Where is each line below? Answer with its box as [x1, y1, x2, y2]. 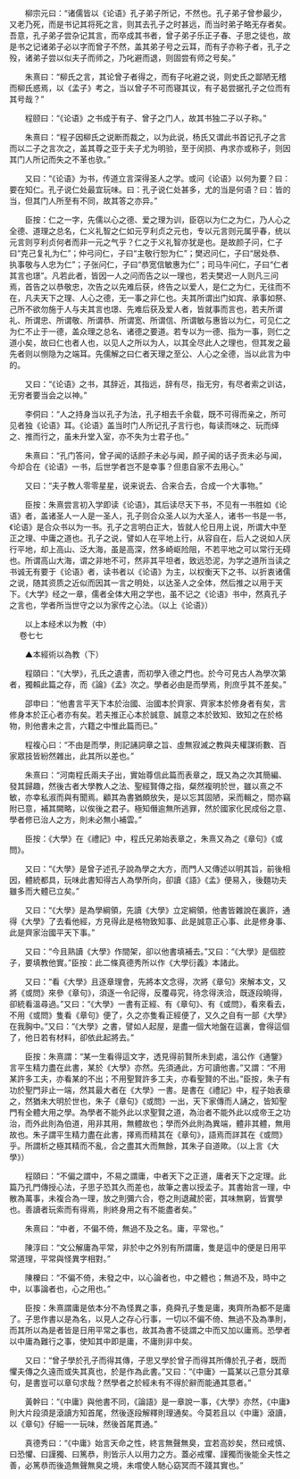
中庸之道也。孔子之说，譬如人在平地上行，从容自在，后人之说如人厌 [39, 533, 291, 543]
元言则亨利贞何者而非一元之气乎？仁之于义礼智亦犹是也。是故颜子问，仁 [9, 237, 275, 248]
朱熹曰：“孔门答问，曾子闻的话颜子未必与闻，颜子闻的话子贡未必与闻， [24, 450, 287, 460]
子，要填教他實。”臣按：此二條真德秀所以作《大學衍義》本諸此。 [9, 957, 244, 968]
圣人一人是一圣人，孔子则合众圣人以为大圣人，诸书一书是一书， [55, 510, 291, 521]
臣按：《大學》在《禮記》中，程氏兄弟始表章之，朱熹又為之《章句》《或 [24, 834, 283, 844]
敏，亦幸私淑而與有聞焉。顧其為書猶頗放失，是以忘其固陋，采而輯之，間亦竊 [9, 792, 291, 803]
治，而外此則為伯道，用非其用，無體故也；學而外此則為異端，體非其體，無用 [9, 1118, 291, 1129]
